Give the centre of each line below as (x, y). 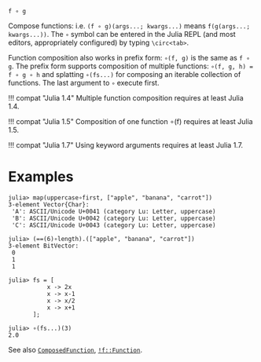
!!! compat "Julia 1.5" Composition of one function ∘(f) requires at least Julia (130, 121)
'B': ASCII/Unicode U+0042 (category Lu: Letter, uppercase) (114, 218)
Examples (41, 177)
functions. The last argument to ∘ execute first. (84, 83)
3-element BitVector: (44, 246)
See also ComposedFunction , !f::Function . (75, 349)
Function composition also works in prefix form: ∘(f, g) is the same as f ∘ (129, 58)
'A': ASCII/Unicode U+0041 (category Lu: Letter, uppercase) (114, 211)
